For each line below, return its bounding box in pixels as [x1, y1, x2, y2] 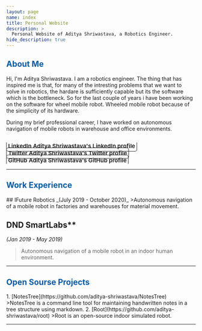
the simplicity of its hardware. [6, 107, 80, 114]
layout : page [6, 8, 39, 15]
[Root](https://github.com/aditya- [91, 306, 174, 313]
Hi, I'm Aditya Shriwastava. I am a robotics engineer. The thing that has [6, 75, 182, 82]
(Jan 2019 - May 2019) [6, 236, 63, 243]
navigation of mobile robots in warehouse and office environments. [6, 125, 173, 132]
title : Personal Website [6, 20, 69, 26]
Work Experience [6, 180, 73, 190]
